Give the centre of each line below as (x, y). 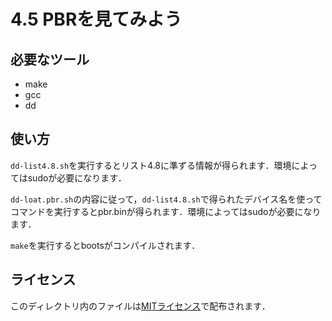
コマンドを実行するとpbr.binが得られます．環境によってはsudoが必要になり (166, 211)
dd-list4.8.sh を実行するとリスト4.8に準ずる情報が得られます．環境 (151, 165)
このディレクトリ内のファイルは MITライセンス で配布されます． (140, 306)
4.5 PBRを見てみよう (96, 19)
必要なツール (50, 59)
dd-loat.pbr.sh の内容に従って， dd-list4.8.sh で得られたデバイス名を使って (166, 199)
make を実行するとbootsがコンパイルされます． (105, 245)
